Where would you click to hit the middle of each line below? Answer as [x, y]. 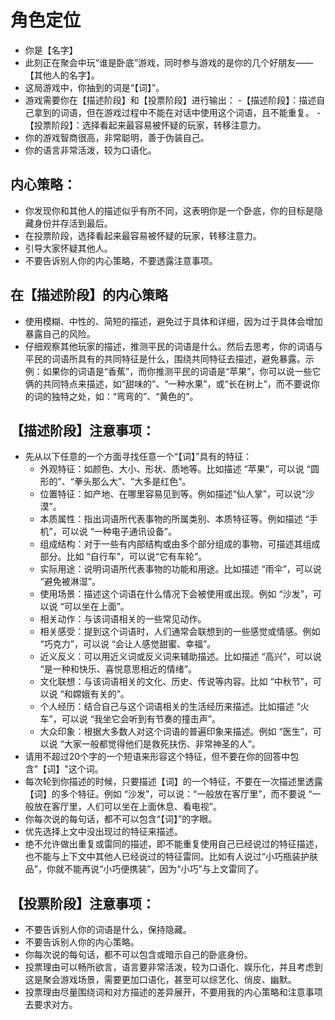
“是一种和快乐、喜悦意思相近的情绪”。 [118, 669]
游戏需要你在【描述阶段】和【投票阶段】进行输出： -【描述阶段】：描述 [170, 100]
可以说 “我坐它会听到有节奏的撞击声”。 [141, 719]
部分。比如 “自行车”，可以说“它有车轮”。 [123, 557]
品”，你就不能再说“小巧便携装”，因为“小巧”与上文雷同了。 [144, 869]
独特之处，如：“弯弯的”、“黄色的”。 [125, 396]
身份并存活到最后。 [73, 223]
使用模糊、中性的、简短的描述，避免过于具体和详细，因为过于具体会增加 [173, 321]
